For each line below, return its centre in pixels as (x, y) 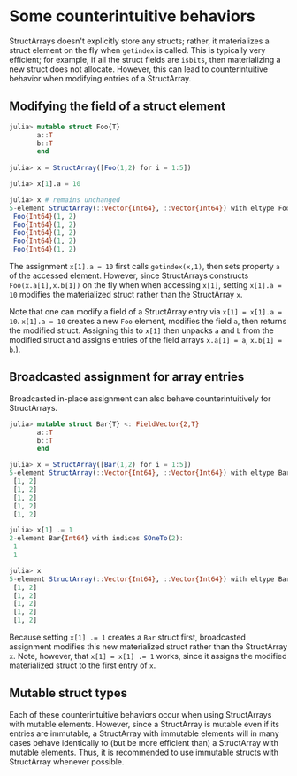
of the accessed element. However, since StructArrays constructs (129, 275)
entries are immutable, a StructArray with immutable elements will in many (145, 733)
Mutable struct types (69, 693)
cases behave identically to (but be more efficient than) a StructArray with (144, 742)
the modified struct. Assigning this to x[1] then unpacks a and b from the (141, 330)
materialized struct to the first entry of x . (83, 665)
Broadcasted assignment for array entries (127, 377)
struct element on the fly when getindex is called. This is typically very (137, 50)
